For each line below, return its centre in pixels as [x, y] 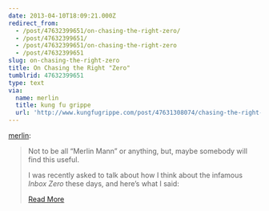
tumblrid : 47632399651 [46, 75]
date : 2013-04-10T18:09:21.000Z [62, 16]
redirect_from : [34, 23]
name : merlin [37, 98]
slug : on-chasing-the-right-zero [64, 61]
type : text [26, 83]
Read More [46, 199]
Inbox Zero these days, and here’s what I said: [104, 184]
